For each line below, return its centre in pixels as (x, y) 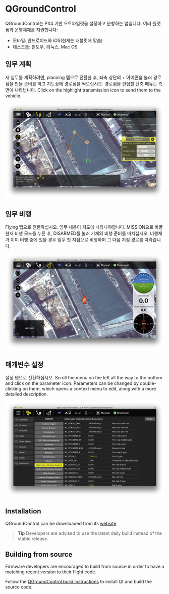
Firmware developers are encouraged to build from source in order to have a (85, 567)
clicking (13, 389)
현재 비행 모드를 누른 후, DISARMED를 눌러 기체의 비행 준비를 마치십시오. (77, 233)
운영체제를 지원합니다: (36, 30)
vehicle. (13, 95)
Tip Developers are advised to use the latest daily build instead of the (90, 533)
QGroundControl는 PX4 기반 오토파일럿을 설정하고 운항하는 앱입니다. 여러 (78, 23)
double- (148, 383)
